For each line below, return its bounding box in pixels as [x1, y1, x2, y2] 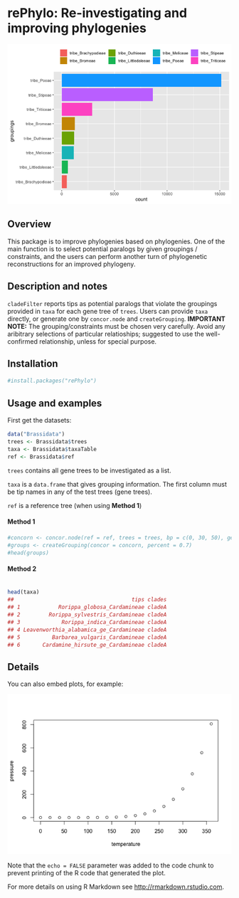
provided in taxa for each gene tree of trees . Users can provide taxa [7, 307, 208, 315]
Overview [7, 218, 52, 231]
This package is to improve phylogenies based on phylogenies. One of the [7, 237, 225, 245]
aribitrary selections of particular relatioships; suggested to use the [7, 329, 205, 338]
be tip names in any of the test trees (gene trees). [7, 487, 153, 496]
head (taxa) [7, 588, 40, 596]
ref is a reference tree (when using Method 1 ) [7, 501, 142, 509]
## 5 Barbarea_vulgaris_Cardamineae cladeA [7, 633, 167, 641]
